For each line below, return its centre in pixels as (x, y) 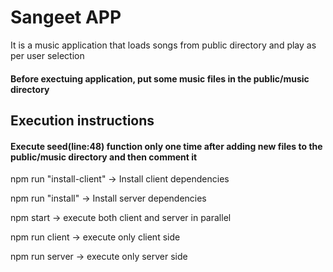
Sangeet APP (66, 17)
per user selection (47, 55)
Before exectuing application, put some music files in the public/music (160, 78)
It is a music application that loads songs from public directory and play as (163, 45)
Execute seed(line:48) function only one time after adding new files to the (166, 146)
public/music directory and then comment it (104, 157)
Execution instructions (82, 120)
